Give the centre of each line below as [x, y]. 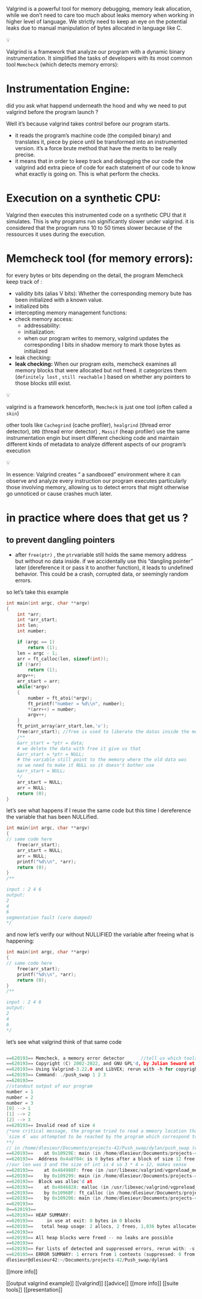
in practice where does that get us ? [97, 518]
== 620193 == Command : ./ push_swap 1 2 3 [56, 1075]
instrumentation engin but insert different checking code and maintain [93, 437]
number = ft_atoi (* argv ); [60, 698]
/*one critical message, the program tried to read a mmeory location [96, 1131]
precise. [25, 154]
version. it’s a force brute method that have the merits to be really [96, 148]
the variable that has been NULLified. [52, 817]
